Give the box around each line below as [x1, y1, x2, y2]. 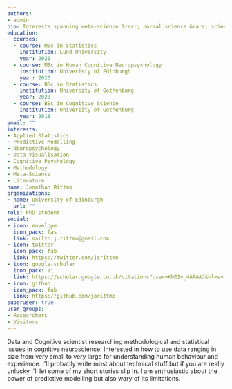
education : [7, 29, 39, 37]
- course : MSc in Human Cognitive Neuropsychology [13, 61, 162, 68]
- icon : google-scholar [7, 260, 76, 267]
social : [7, 216, 30, 222]
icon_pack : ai [13, 267, 54, 274]
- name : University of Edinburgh [7, 196, 104, 204]
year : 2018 [19, 113, 51, 120]
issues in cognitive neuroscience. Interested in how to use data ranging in [7, 345, 217, 353]
